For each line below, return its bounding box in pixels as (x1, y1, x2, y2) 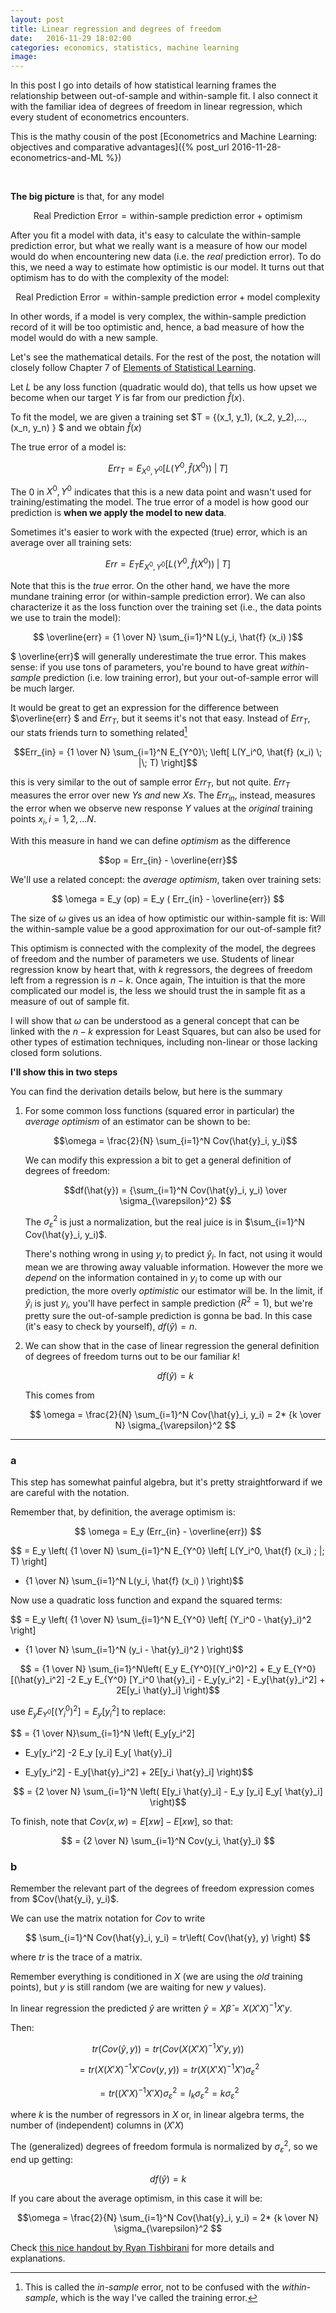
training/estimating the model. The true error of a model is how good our (10, 496, 310, 508)
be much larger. (10, 682, 75, 694)
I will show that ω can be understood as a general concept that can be (10, 1014, 300, 1026)
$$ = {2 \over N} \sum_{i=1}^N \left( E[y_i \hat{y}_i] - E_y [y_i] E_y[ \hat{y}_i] (13, 1785, 323, 1797)
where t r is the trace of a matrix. (10, 1951, 143, 1963)
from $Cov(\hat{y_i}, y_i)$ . (10, 1893, 119, 1905)
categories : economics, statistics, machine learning (10, 42, 240, 53)
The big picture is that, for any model (10, 191, 165, 203)
